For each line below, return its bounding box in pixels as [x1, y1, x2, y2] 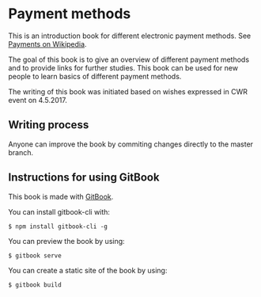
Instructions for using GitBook [8, 171, 160, 185]
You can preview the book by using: [8, 236, 125, 246]
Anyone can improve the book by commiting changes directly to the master [8, 139, 254, 149]
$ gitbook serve [8, 251, 62, 260]
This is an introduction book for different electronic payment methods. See [8, 31, 252, 40]
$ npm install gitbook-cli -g [8, 223, 108, 230]
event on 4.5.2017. [8, 95, 67, 105]
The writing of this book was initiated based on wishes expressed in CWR [8, 86, 248, 96]
